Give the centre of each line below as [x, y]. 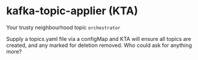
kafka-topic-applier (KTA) [72, 11]
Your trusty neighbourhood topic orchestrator [64, 27]
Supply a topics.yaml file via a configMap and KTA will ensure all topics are [99, 39]
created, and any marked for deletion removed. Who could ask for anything [99, 45]
